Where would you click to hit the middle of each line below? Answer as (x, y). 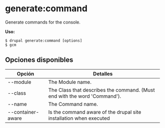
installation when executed (79, 118)
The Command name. (73, 104)
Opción (26, 74)
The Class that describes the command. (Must (102, 90)
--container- (23, 112)
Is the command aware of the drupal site (95, 112)
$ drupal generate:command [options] (44, 40)
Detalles (103, 74)
